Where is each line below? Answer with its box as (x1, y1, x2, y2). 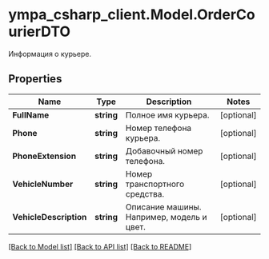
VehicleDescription (12, 211, 87, 222)
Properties (8, 72, 62, 86)
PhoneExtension (12, 150, 77, 161)
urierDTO (8, 22, 70, 41)
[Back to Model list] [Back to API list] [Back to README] (8, 241, 192, 251)
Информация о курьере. (8, 49, 92, 58)
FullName (12, 110, 50, 121)
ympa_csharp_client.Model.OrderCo (8, 6, 255, 24)
